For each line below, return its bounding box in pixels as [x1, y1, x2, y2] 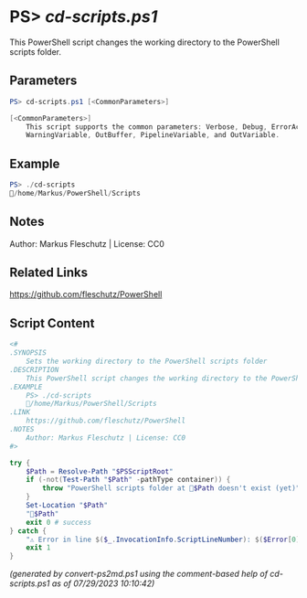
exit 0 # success [26, 518, 92, 527]
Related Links [9, 265, 89, 281]
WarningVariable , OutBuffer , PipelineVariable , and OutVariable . [26, 131, 281, 140]
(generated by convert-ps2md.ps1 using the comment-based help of [9, 569, 268, 580]
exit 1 [26, 543, 51, 552]
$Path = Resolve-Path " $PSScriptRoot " [26, 466, 174, 476]
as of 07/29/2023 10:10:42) [51, 578, 155, 589]
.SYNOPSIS [9, 348, 48, 358]
